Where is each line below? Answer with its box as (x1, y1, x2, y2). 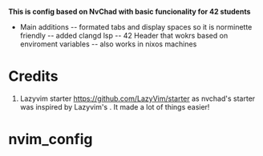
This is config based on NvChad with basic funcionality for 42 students (8, 7, 251, 16)
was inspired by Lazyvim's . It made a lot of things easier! (19, 102, 210, 111)
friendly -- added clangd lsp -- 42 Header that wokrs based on (19, 31, 229, 40)
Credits (8, 67, 59, 86)
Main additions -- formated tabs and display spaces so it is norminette (19, 22, 253, 31)
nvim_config (8, 130, 93, 149)
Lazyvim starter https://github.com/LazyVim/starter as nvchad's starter (19, 94, 256, 103)
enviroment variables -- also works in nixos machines (19, 39, 197, 49)
